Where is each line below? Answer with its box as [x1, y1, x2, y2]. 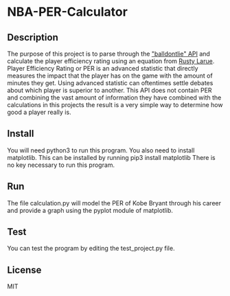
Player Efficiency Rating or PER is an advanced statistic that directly [7, 65, 198, 72]
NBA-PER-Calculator [7, 4, 128, 20]
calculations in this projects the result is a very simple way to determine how [7, 101, 223, 109]
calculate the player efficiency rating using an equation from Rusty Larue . [7, 57, 215, 65]
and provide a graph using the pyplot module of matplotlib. [7, 206, 174, 214]
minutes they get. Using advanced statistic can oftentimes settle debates [7, 79, 214, 87]
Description [7, 32, 58, 43]
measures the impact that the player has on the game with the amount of [7, 71, 213, 80]
